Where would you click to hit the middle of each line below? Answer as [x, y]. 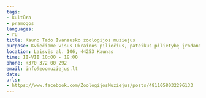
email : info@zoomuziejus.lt [42, 68]
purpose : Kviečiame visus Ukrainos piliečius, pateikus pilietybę [93, 46]
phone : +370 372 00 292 [37, 63]
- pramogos [20, 23]
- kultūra [19, 18]
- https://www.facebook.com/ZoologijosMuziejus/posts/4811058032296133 [100, 86]
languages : [20, 29]
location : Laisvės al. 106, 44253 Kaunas [60, 52]
